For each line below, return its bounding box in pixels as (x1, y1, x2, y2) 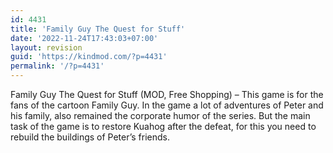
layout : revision (10, 42, 83, 53)
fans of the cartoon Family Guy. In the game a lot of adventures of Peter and (10, 99, 324, 111)
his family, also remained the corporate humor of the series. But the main (10, 110, 311, 121)
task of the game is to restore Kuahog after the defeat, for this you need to (10, 121, 317, 132)
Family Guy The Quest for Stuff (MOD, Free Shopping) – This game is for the (10, 89, 324, 100)
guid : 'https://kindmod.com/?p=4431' (10, 52, 168, 62)
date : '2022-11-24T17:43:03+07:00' (10, 33, 159, 43)
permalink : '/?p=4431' (10, 61, 105, 71)
